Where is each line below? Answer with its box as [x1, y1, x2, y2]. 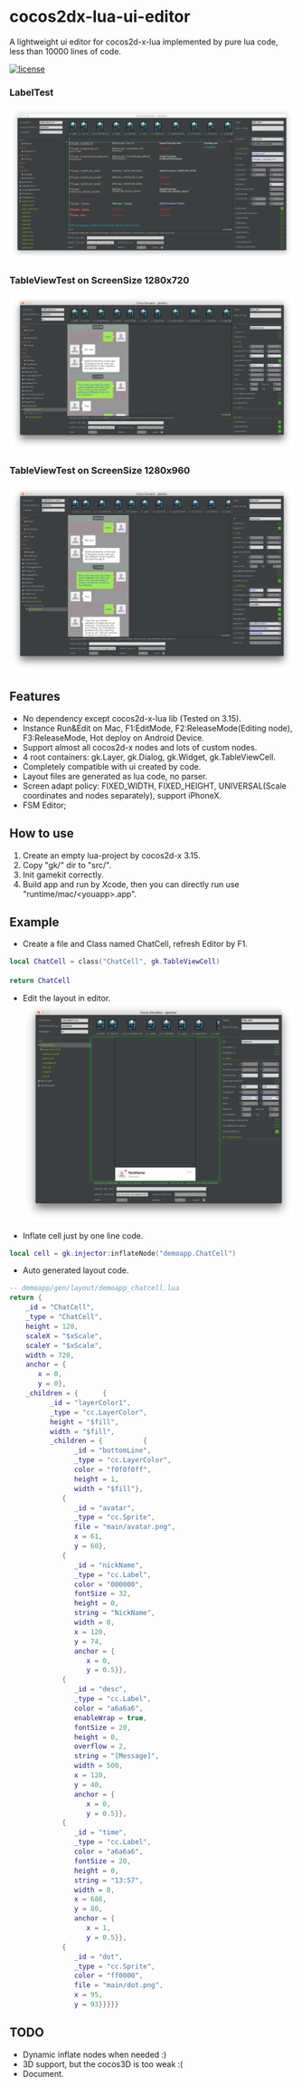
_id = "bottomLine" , [73, 1446, 152, 1455]
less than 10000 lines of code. [9, 45, 122, 56]
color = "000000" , [73, 1580, 144, 1589]
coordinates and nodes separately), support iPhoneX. [22, 789, 222, 800]
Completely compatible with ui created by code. [22, 761, 202, 771]
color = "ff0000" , [73, 1971, 144, 1980]
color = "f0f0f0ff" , [73, 1465, 152, 1474]
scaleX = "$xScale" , [25, 1331, 103, 1341]
